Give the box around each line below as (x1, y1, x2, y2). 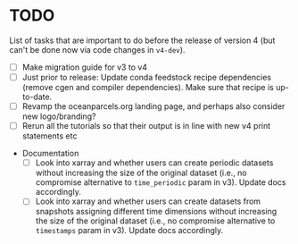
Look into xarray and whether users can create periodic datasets (35, 157, 274, 168)
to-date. (21, 91, 53, 103)
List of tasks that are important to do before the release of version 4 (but (9, 35, 276, 46)
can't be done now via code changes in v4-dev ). (9, 44, 186, 55)
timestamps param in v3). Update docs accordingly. (35, 225, 224, 236)
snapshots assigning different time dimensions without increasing (35, 206, 277, 217)
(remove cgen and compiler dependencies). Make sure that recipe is (21, 82, 274, 93)
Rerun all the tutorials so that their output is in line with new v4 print (21, 121, 271, 131)
